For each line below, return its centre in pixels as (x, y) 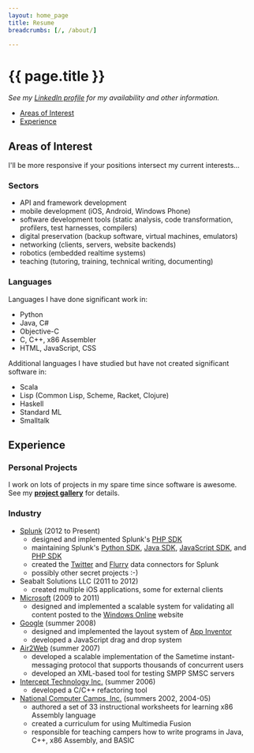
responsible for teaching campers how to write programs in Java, (137, 732)
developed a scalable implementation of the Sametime (120, 656)
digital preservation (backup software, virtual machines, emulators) (129, 237)
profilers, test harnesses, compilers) (78, 228)
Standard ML (41, 412)
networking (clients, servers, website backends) (98, 244)
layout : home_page (38, 15)
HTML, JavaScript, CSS (58, 348)
